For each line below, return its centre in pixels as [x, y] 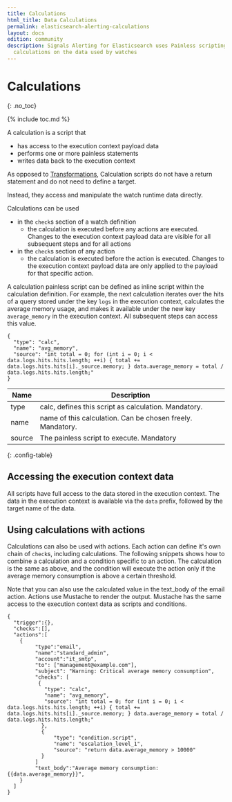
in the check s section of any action [66, 251]
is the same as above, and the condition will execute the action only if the [112, 569]
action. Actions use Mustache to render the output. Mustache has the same [115, 597]
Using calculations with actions [76, 530]
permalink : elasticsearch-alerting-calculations [78, 26]
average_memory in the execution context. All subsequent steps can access [113, 316]
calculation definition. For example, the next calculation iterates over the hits [116, 294]
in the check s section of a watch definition [77, 222]
